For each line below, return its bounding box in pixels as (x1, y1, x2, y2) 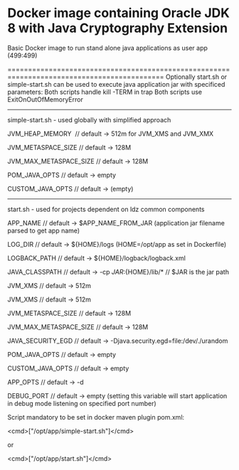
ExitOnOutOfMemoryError (7, 95, 83, 104)
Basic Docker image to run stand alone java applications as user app (7, 43, 208, 52)
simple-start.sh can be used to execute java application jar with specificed (7, 80, 225, 88)
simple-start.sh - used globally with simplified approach (7, 115, 171, 124)
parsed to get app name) (7, 226, 80, 235)
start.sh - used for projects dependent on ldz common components (7, 205, 205, 213)
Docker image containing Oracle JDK (7, 5, 230, 21)
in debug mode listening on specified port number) (7, 399, 156, 407)
